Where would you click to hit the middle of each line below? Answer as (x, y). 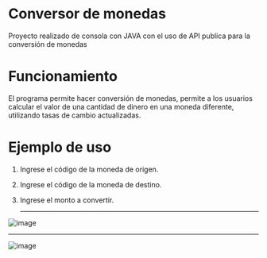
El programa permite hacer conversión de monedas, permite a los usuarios (130, 98)
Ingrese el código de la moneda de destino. (91, 184)
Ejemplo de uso (60, 147)
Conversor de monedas (87, 14)
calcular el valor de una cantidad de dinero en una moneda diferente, (121, 106)
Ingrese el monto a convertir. (67, 200)
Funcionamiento (63, 77)
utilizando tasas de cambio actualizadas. (75, 115)
